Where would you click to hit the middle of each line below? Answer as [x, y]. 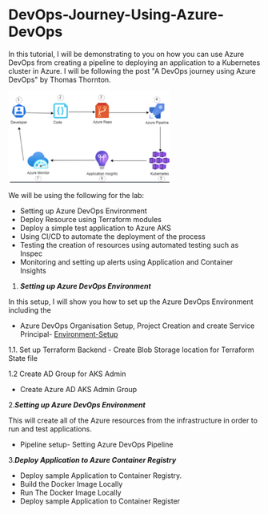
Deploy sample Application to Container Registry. [101, 476]
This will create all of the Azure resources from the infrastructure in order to [133, 420]
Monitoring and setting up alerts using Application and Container [126, 261]
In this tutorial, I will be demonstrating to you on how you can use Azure [126, 54]
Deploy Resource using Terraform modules [91, 219]
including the [30, 310]
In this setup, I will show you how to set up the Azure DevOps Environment [131, 302]
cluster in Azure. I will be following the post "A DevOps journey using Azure [132, 71]
